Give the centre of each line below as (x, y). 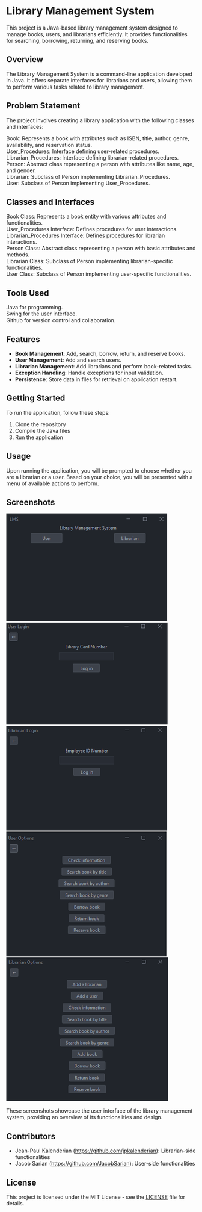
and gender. (21, 170)
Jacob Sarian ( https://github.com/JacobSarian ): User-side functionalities (105, 1164)
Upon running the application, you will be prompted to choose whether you (99, 470)
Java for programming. (35, 308)
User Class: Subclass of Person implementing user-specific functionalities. (99, 274)
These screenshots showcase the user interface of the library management (99, 1111)
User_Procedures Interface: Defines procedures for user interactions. (92, 229)
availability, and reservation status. (49, 145)
